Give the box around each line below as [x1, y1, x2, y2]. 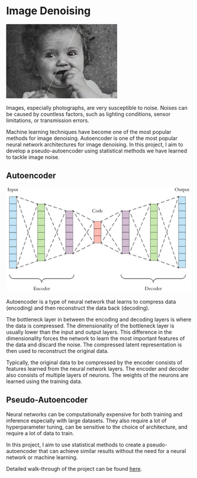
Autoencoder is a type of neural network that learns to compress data [6, 298, 176, 305]
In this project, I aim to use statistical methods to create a [6, 441, 146, 448]
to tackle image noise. [6, 153, 60, 161]
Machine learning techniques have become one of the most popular [6, 128, 172, 135]
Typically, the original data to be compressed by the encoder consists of [6, 359, 182, 366]
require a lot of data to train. [6, 429, 75, 436]
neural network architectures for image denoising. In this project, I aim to [6, 141, 183, 148]
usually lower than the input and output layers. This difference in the [6, 328, 172, 336]
